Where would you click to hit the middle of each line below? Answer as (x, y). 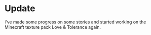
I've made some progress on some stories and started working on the (75, 22)
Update (20, 9)
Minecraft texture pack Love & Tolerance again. (53, 27)
